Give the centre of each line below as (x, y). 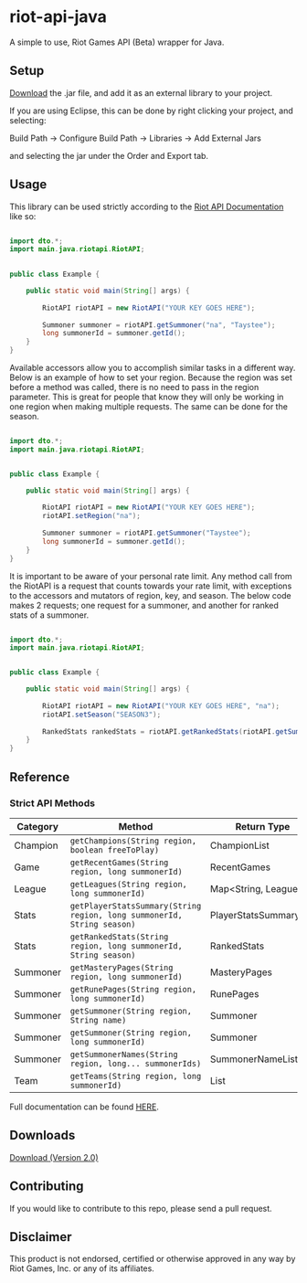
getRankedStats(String (119, 937)
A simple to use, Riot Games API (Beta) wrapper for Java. (117, 42)
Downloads (42, 1135)
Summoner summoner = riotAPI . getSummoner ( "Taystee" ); (147, 533)
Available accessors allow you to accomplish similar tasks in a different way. (153, 368)
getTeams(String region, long (136, 1076)
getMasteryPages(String (122, 967)
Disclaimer (41, 1237)
